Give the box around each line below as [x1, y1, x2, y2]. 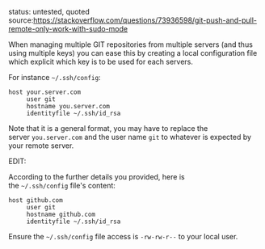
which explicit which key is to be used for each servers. [8, 57, 194, 66]
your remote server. [8, 141, 74, 150]
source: [8, 15, 34, 25]
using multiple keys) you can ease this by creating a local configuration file [8, 49, 258, 57]
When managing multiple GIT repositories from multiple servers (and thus [8, 40, 253, 49]
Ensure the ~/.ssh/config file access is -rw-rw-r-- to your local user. [8, 232, 238, 241]
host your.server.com [8, 88, 82, 96]
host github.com [8, 196, 63, 205]
